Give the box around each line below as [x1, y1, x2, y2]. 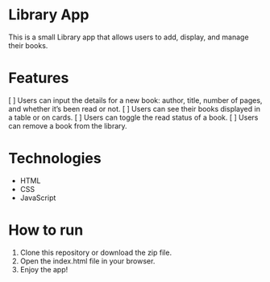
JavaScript [19, 193, 56, 202]
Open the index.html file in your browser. [19, 255, 156, 266]
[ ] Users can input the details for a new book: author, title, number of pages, [8, 95, 263, 105]
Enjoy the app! [19, 264, 69, 274]
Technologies [8, 149, 102, 168]
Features [8, 69, 69, 88]
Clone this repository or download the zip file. [19, 247, 172, 257]
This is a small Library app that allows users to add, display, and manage [8, 32, 249, 42]
